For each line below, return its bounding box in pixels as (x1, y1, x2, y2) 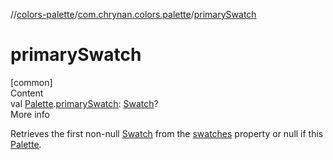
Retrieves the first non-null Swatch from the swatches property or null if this (10, 127, 324, 139)
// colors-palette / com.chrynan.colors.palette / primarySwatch (10, 9, 257, 20)
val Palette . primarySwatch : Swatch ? (10, 97, 159, 109)
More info (10, 108, 51, 120)
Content (10, 87, 44, 99)
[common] (10, 76, 53, 88)
